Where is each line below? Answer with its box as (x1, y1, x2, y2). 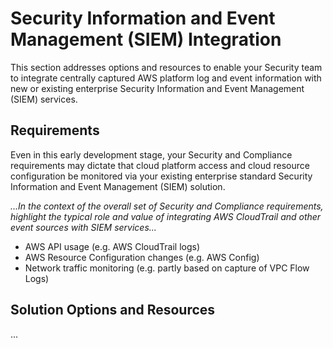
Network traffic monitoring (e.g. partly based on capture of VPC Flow (24, 262, 310, 274)
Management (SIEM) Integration (10, 28, 282, 51)
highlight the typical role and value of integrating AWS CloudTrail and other (10, 210, 322, 222)
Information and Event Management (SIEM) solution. (10, 180, 226, 192)
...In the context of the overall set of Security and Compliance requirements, (10, 200, 324, 212)
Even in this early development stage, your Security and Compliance (10, 148, 293, 161)
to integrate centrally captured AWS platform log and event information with (10, 72, 322, 84)
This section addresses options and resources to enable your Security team (10, 61, 323, 73)
